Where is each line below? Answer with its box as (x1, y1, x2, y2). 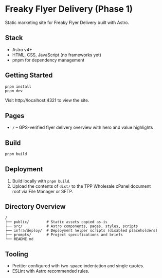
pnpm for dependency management (12, 57, 85, 63)
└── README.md (5, 237, 34, 242)
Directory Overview (5, 202, 66, 211)
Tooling (5, 250, 28, 258)
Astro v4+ (12, 46, 33, 52)
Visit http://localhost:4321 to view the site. (5, 98, 89, 103)
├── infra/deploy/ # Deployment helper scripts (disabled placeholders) (5, 228, 158, 233)
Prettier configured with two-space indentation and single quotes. (12, 263, 144, 269)
